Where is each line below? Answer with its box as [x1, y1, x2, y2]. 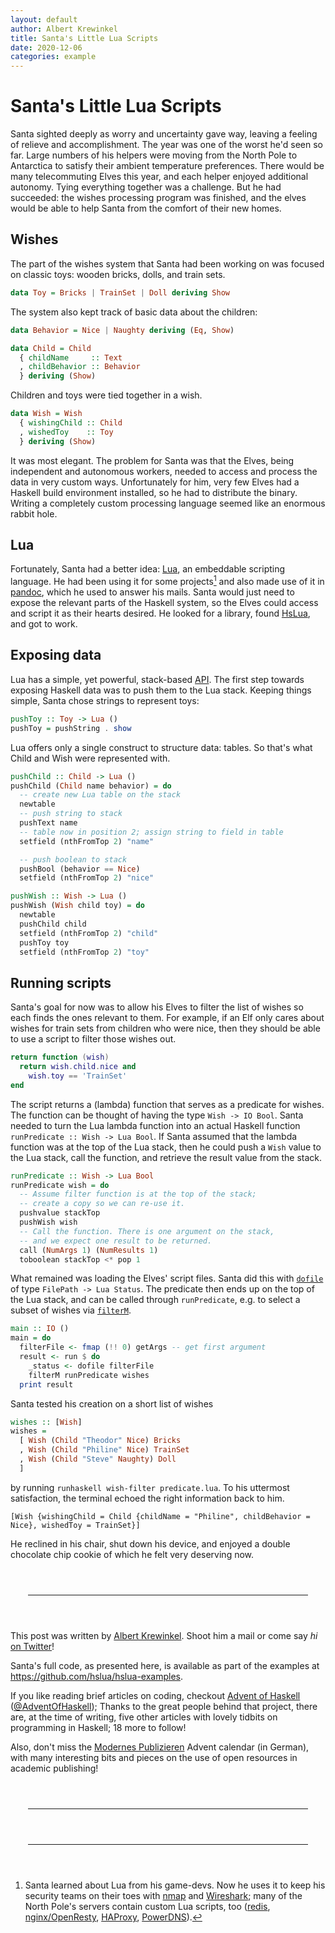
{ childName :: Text [19, 352, 123, 363]
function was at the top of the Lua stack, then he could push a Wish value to [10, 1141, 322, 1153]
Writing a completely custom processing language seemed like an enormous [10, 497, 326, 509]
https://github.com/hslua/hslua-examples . [10, 1670, 184, 1682]
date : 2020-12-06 [10, 42, 83, 53]
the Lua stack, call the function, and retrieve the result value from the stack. [10, 1151, 323, 1163]
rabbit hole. [10, 507, 58, 520]
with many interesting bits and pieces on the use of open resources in [10, 1751, 298, 1763]
